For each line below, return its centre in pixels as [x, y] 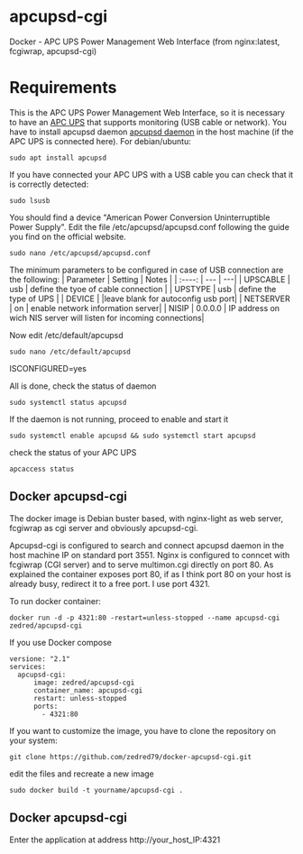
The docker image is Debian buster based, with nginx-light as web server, [147, 518]
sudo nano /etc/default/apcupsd [70, 352]
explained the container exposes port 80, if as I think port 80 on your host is [150, 574]
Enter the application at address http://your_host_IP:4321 [115, 840]
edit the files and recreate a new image [82, 774]
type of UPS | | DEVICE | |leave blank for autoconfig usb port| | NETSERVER [150, 298]
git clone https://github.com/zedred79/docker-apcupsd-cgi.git [131, 757]
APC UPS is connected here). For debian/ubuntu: [101, 141]
